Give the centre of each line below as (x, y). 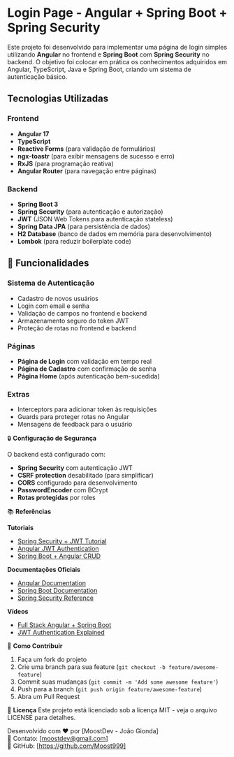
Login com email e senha (53, 306)
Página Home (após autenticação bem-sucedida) (89, 376)
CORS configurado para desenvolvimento (77, 483)
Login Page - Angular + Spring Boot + (117, 13)
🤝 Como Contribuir (35, 646)
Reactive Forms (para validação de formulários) (86, 149)
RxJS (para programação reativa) (65, 163)
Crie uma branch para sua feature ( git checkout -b (91, 667)
